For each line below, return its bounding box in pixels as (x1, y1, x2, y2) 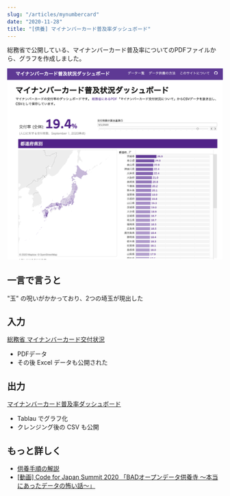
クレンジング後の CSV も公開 (16, 423, 99, 431)
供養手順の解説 (16, 465, 60, 473)
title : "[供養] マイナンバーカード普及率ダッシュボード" (7, 25, 151, 32)
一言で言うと (7, 274, 62, 287)
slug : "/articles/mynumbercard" (7, 11, 99, 18)
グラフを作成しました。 (18, 55, 86, 63)
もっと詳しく (7, 445, 62, 456)
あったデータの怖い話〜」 (23, 482, 96, 490)
